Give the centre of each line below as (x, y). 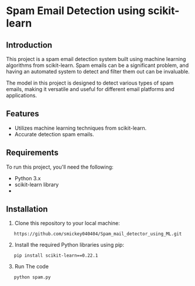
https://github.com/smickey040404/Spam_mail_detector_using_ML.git (98, 234)
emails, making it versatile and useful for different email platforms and (90, 89)
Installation (27, 209)
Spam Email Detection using (76, 11)
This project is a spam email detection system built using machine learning (96, 59)
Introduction (29, 45)
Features (23, 114)
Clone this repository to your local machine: (67, 223)
